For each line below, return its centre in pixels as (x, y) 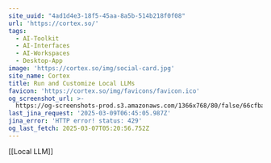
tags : (17, 31)
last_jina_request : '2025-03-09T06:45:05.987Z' (90, 114)
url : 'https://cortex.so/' (54, 23)
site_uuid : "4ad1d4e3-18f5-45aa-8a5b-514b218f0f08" (97, 16)
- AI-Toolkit (38, 38)
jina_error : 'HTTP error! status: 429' (75, 121)
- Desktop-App (39, 61)
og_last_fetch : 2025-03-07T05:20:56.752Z (79, 128)
